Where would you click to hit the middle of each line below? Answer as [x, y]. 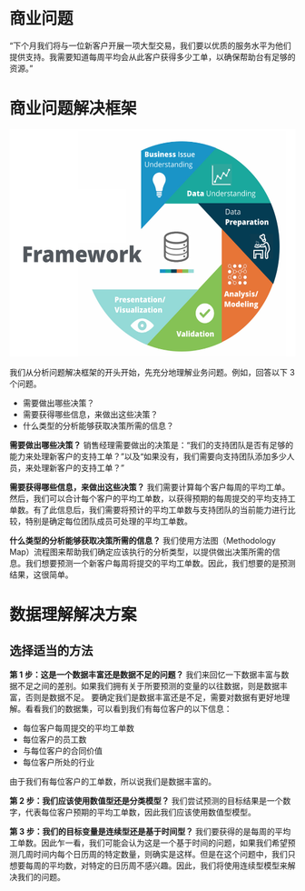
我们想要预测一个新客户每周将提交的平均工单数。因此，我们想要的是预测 [160, 563]
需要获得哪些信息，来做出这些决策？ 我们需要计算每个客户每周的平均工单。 [150, 486]
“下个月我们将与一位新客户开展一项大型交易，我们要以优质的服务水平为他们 [151, 45]
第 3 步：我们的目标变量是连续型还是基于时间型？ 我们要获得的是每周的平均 [150, 831]
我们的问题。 [41, 876]
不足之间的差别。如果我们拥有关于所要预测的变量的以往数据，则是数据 [148, 686]
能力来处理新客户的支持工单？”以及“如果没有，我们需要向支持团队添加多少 [148, 456]
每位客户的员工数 [54, 739]
